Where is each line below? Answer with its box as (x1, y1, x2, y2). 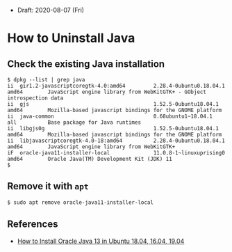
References (7, 219, 58, 230)
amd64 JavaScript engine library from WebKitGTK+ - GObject (7, 88, 207, 95)
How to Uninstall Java (7, 31, 135, 46)
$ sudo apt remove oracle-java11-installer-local (7, 198, 154, 206)
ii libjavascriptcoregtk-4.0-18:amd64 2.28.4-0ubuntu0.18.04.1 (7, 137, 226, 144)
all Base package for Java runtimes (7, 119, 141, 126)
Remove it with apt (7, 180, 89, 192)
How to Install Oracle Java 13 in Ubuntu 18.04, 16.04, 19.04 (17, 237, 185, 245)
